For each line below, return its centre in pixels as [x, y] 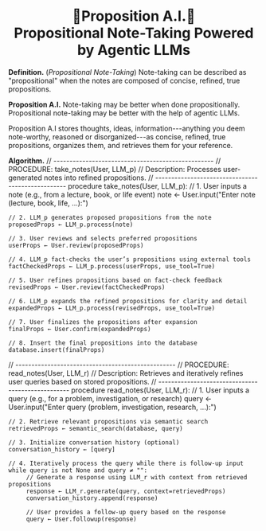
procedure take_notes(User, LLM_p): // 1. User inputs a [157, 185]
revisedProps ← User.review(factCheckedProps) [87, 287]
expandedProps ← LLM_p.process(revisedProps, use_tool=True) [112, 308]
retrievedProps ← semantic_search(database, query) [96, 428]
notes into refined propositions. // [98, 178]
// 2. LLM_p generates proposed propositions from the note [110, 217]
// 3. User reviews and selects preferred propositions [103, 238]
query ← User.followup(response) [81, 519]
